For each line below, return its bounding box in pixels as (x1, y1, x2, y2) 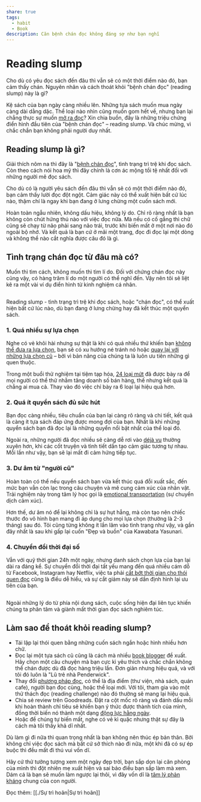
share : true (6, 8, 36, 15)
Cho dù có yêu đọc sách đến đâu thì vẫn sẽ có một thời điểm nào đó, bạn (6, 77, 188, 84)
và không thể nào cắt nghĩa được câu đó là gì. (6, 234, 119, 242)
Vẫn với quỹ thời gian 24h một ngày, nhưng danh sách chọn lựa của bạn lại (6, 556, 191, 563)
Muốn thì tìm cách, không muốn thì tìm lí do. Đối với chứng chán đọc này (6, 268, 185, 275)
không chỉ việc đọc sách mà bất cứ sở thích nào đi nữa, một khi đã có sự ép (6, 740, 193, 747)
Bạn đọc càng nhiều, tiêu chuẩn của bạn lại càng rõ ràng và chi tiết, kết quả (6, 412, 193, 419)
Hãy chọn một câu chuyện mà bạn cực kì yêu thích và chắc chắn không (14, 658, 192, 665)
